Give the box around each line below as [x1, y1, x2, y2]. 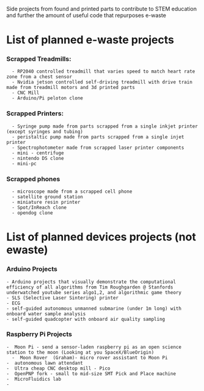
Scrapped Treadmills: [6, 55, 71, 63]
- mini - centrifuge [12, 149, 64, 156]
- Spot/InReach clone [12, 204, 67, 211]
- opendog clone [12, 210, 53, 216]
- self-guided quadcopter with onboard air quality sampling [6, 316, 166, 322]
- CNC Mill [12, 90, 40, 96]
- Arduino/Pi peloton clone [12, 95, 84, 101]
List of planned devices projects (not [6, 230, 197, 244]
